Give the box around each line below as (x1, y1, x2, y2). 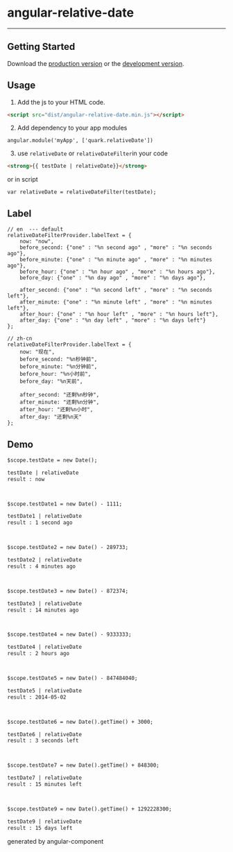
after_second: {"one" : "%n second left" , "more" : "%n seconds (19, 286, 213, 294)
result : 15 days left (7, 824, 73, 831)
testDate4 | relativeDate (7, 643, 82, 651)
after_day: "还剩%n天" (19, 414, 82, 421)
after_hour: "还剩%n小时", (19, 406, 94, 413)
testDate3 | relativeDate (7, 600, 82, 607)
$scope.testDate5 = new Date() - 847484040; (7, 675, 138, 682)
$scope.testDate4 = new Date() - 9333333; (7, 631, 132, 638)
